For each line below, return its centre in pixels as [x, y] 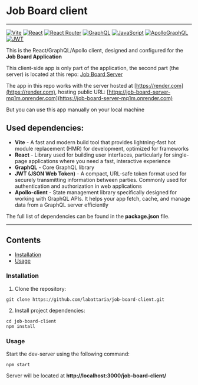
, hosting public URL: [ [82, 92]
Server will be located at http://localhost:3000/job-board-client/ [86, 376]
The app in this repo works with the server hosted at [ [71, 85]
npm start [18, 365]
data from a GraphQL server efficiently [62, 205]
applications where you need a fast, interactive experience [100, 161]
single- [180, 155]
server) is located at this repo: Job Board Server [65, 74]
